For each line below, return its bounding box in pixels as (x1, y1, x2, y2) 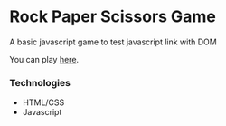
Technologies (9, 76, 71, 89)
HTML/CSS (22, 97, 65, 108)
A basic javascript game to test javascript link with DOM (9, 36, 217, 47)
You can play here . (9, 53, 80, 64)
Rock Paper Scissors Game (9, 6, 217, 27)
